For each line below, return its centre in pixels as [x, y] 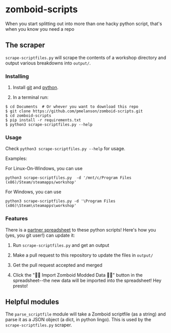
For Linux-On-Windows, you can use [44, 169]
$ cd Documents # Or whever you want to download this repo [72, 107]
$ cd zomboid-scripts [28, 116]
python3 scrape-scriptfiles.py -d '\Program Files [60, 201]
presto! [20, 286]
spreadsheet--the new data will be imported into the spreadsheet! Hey [87, 280]
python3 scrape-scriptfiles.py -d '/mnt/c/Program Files [68, 178]
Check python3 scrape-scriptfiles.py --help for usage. [65, 149]
